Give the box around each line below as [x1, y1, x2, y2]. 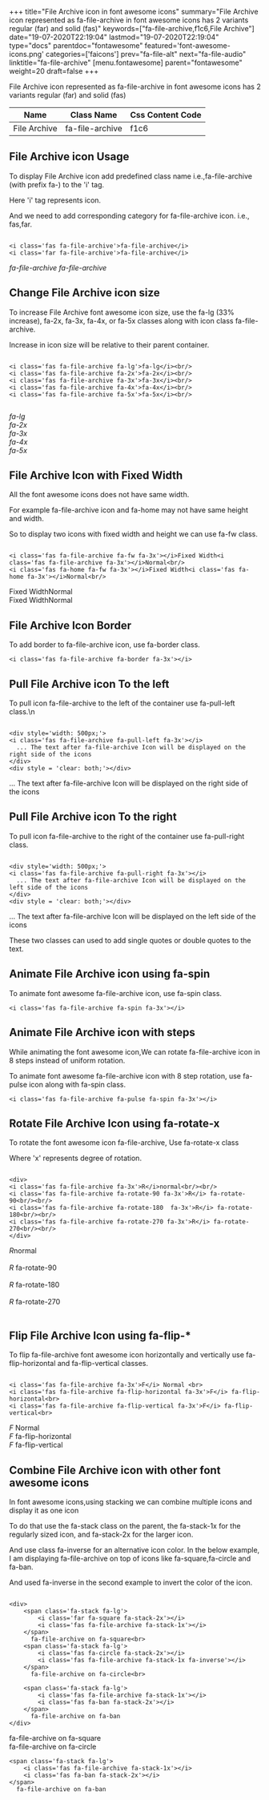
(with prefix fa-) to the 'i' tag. [9, 179, 105, 189]
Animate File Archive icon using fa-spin [9, 967, 211, 981]
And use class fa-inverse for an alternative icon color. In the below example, [9, 1545, 260, 1554]
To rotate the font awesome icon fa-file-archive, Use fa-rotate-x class [9, 1138, 239, 1147]
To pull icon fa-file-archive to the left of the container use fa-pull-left [9, 698, 235, 708]
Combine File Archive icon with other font [9, 1463, 221, 1477]
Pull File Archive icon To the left [9, 677, 170, 691]
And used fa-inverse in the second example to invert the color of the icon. [9, 1577, 253, 1587]
